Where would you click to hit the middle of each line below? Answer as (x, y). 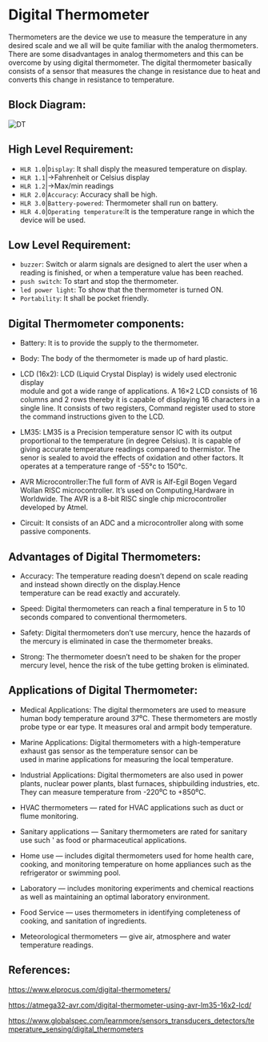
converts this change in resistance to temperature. (91, 79)
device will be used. (53, 220)
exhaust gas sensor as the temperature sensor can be (109, 751)
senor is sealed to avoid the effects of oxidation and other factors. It (132, 458)
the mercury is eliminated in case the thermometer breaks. (116, 641)
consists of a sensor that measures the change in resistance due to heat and (134, 71)
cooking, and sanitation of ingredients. (83, 921)
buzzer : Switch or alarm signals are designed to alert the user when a (134, 264)
